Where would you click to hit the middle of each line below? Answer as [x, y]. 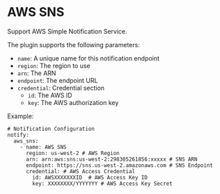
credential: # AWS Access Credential [80, 171]
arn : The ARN [37, 73]
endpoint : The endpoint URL [57, 80]
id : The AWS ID [50, 95]
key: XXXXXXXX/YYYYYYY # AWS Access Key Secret [102, 184]
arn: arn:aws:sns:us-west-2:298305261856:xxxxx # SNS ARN [111, 159]
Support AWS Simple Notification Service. [67, 31]
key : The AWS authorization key [73, 102]
